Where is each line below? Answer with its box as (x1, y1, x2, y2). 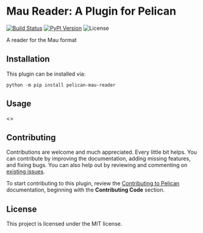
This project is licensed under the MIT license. (6, 220, 123, 228)
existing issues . (6, 168, 46, 175)
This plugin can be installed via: (6, 70, 86, 77)
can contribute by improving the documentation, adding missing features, (6, 155, 191, 162)
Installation (6, 54, 50, 65)
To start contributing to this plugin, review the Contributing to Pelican (6, 180, 180, 187)
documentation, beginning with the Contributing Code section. (6, 186, 165, 193)
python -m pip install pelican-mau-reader (6, 82, 116, 88)
